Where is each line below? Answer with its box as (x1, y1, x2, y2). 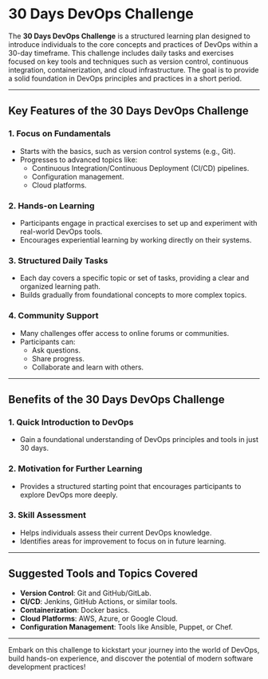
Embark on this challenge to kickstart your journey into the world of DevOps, (8, 645, 260, 654)
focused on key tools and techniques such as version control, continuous (8, 57, 249, 66)
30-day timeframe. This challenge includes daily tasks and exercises (8, 48, 234, 57)
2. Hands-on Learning (8, 200, 95, 211)
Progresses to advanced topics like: (19, 155, 138, 164)
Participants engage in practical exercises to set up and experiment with (19, 218, 258, 227)
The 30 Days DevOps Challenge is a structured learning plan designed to (8, 31, 251, 41)
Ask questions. (31, 345, 81, 355)
